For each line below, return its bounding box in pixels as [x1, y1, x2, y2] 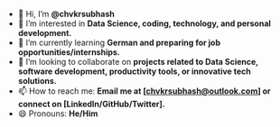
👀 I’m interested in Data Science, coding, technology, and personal [17, 18, 271, 29]
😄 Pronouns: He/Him [17, 108, 98, 119]
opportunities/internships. [17, 47, 120, 58]
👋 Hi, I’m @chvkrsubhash [17, 9, 115, 19]
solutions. [17, 76, 57, 86]
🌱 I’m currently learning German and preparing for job [17, 37, 221, 48]
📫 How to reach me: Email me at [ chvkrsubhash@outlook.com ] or [17, 86, 271, 96]
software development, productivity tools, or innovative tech [17, 66, 251, 77]
